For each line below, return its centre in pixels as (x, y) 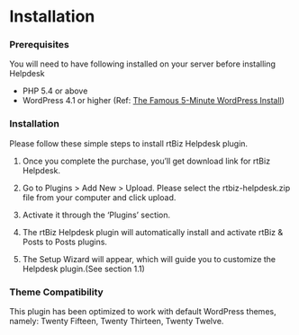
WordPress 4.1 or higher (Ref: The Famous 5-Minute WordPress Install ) (154, 101)
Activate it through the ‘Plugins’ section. (96, 215)
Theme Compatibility (56, 292)
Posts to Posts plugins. (65, 242)
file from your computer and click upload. (99, 197)
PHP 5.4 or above (55, 91)
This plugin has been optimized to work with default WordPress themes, (143, 312)
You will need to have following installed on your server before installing (143, 64)
